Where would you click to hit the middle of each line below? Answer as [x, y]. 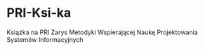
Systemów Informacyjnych [45, 39]
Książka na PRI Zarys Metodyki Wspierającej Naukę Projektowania [102, 32]
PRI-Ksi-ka [39, 13]
